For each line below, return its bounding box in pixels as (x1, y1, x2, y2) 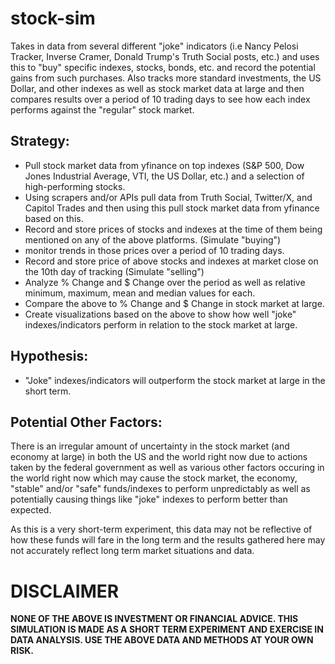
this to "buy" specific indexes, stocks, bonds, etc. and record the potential (10, 61, 316, 73)
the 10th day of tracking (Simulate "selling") (24, 265, 205, 277)
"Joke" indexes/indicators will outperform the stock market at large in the (24, 374, 326, 386)
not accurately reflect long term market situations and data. (10, 545, 255, 557)
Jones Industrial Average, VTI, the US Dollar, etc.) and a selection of (24, 170, 305, 182)
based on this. (24, 212, 84, 224)
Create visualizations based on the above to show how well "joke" (24, 308, 297, 320)
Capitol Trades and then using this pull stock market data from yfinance (24, 202, 320, 214)
